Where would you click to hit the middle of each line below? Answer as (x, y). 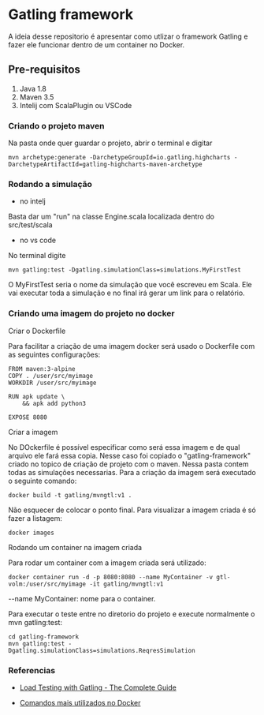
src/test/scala (30, 225)
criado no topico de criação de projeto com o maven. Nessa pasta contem (129, 464)
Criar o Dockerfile (37, 331)
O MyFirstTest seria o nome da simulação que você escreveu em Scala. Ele (130, 285)
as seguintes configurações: (54, 354)
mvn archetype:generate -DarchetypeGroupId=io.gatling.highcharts (119, 158)
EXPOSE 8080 (28, 417)
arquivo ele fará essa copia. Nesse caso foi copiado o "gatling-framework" (129, 455)
